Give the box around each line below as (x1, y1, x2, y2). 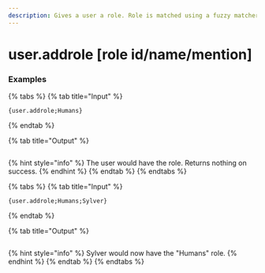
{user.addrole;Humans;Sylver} (8, 197, 108, 205)
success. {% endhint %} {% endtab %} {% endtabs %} (8, 166, 187, 176)
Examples (8, 73, 47, 84)
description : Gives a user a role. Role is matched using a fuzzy (8, 11, 231, 20)
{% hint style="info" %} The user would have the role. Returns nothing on (8, 159, 247, 168)
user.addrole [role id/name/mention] (8, 45, 252, 63)
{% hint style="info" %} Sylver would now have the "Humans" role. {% (8, 249, 237, 258)
